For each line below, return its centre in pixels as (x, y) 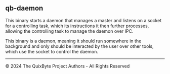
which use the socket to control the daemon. (52, 51)
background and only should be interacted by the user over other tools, (79, 46)
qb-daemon (24, 8)
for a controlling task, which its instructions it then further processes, (77, 26)
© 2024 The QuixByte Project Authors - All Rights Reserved (68, 66)
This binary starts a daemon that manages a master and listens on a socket (83, 20)
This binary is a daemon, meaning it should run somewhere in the (73, 41)
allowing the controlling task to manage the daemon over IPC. (69, 31)
